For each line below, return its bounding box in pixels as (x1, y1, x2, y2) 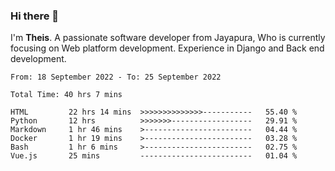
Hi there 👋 (10, 9, 60, 23)
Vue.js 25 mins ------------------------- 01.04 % (10, 151, 298, 161)
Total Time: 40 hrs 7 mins (10, 90, 123, 100)
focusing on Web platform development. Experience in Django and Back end (10, 42, 325, 54)
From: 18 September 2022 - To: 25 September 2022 (10, 72, 222, 83)
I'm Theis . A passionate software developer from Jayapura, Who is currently (10, 32, 326, 44)
